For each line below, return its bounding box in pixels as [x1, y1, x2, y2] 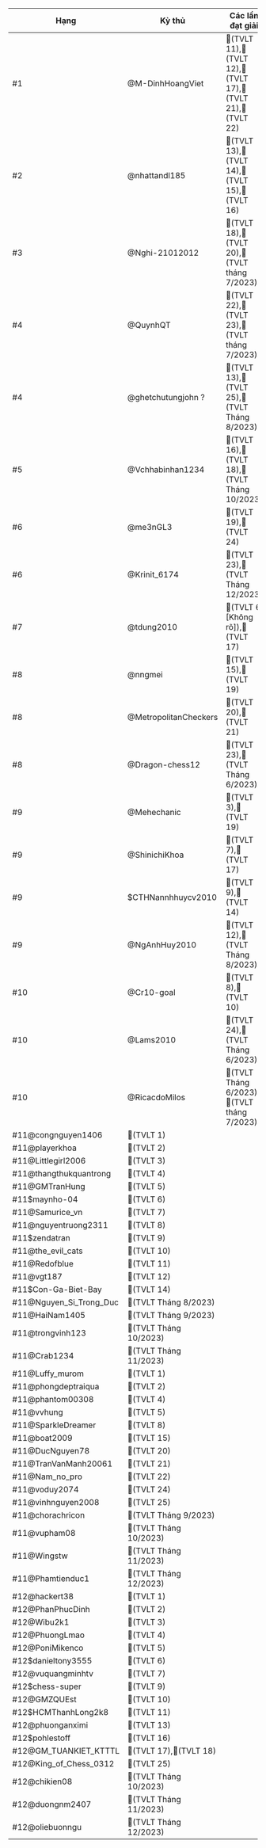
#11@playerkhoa [12, 1142, 78, 1153]
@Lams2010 [127, 1034, 177, 1045]
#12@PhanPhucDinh [12, 1604, 91, 1614]
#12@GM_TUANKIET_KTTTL [12, 1746, 120, 1756]
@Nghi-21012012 [127, 247, 199, 258]
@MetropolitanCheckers [127, 712, 218, 722]
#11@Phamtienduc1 [12, 1573, 89, 1583]
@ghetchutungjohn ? [127, 392, 205, 402]
